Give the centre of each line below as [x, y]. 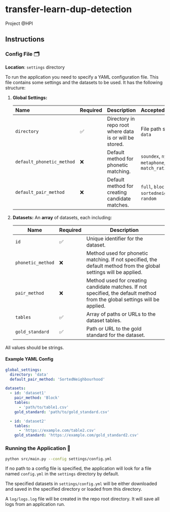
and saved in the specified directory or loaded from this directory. [74, 489]
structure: [15, 88]
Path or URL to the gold [114, 328]
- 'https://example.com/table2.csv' [57, 431]
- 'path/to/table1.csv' [44, 407]
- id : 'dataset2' [28, 421]
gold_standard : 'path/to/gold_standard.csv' [62, 412]
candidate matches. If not [117, 287]
